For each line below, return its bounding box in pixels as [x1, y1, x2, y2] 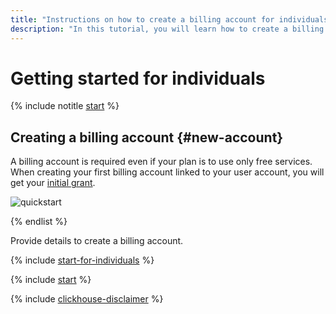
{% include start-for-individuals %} [10, 254, 155, 266]
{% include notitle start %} [10, 100, 120, 112]
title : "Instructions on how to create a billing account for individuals [10, 14, 329, 25]
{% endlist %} [10, 216, 68, 228]
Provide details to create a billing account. [10, 235, 184, 247]
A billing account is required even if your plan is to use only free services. [10, 156, 313, 168]
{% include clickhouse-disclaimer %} [10, 293, 164, 305]
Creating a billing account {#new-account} [10, 129, 284, 146]
